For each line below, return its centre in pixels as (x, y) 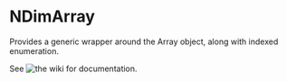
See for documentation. (73, 68)
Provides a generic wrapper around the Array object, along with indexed (144, 41)
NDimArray (52, 17)
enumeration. (34, 50)
